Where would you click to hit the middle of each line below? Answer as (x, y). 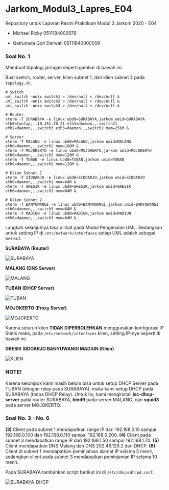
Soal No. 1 (18, 56)
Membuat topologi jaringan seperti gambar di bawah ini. (64, 68)
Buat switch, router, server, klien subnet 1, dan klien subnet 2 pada (75, 77)
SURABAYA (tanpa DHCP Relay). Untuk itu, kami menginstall (68, 394)
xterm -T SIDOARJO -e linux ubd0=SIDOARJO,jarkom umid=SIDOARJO (75, 178)
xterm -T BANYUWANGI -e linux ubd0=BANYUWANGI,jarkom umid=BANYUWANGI (82, 205)
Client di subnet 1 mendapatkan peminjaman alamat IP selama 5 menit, (79, 451)
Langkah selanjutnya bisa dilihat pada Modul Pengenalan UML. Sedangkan (84, 228)
